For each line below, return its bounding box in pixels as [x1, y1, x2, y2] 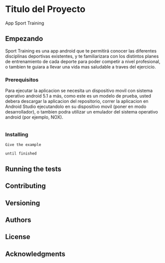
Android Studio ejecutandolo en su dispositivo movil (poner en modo [5, 103, 146, 109]
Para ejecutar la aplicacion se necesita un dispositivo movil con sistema [5, 87, 153, 93]
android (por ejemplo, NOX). [5, 114, 63, 120]
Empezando [5, 34, 43, 43]
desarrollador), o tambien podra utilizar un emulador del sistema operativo [5, 109, 158, 115]
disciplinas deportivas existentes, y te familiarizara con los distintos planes [5, 53, 159, 59]
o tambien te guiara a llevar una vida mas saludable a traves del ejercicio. [5, 63, 156, 69]
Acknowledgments [5, 249, 66, 258]
